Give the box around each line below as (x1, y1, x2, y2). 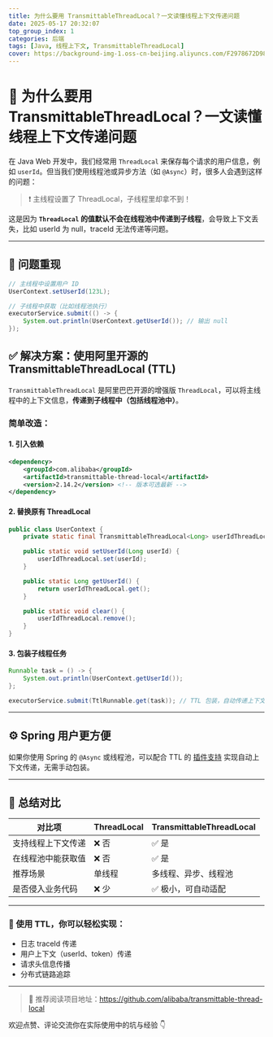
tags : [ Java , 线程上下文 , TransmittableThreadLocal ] (8, 42, 184, 50)
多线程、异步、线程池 (151, 868, 233, 879)
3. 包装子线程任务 (8, 648, 67, 658)
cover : (8, 50, 31, 58)
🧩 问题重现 (8, 258, 61, 272)
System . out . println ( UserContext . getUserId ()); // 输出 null (23, 317, 228, 325)
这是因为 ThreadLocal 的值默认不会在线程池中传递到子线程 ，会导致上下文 (8, 213, 252, 224)
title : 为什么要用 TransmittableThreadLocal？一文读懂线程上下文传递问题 (8, 11, 240, 20)
